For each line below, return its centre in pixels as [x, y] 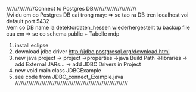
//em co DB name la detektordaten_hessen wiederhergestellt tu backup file [98, 27]
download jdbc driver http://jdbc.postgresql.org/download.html [92, 52]
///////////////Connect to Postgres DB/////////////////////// [71, 9]
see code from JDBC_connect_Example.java [69, 77]
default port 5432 [28, 21]
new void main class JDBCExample [58, 70]
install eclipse [32, 45]
